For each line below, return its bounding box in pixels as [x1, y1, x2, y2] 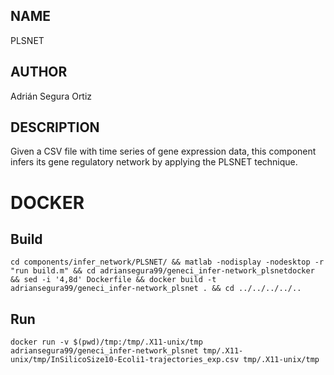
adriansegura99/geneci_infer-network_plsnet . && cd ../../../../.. [10, 284, 302, 294]
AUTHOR [10, 64, 68, 81]
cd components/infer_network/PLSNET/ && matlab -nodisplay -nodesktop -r [10, 257, 325, 268]
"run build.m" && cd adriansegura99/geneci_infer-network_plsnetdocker [10, 266, 315, 276]
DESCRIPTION [10, 119, 100, 136]
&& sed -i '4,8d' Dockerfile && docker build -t [10, 275, 217, 285]
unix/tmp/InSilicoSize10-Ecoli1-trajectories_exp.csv [10, 355, 240, 365]
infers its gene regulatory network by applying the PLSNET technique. [10, 156, 298, 168]
